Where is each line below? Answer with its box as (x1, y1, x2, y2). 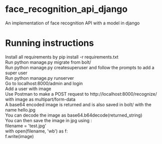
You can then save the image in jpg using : (5, 117, 92, 123)
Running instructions (5, 37, 94, 49)
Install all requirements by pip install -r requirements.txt (5, 54, 119, 60)
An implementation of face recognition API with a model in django (5, 20, 140, 26)
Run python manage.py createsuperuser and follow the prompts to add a (5, 64, 155, 70)
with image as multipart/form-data (5, 96, 76, 102)
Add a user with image (5, 86, 51, 92)
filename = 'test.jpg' (5, 123, 46, 129)
